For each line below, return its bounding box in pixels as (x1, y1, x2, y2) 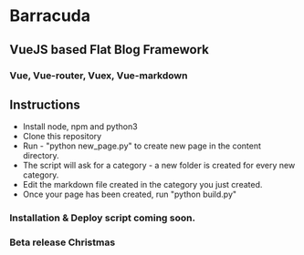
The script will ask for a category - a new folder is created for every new (22, 160, 296, 171)
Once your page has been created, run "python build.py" (22, 189, 237, 200)
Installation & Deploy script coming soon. (9, 211, 196, 224)
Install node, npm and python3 (22, 121, 139, 132)
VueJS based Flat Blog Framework (9, 42, 210, 57)
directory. (22, 150, 59, 161)
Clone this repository (22, 131, 102, 142)
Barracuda (9, 5, 91, 26)
